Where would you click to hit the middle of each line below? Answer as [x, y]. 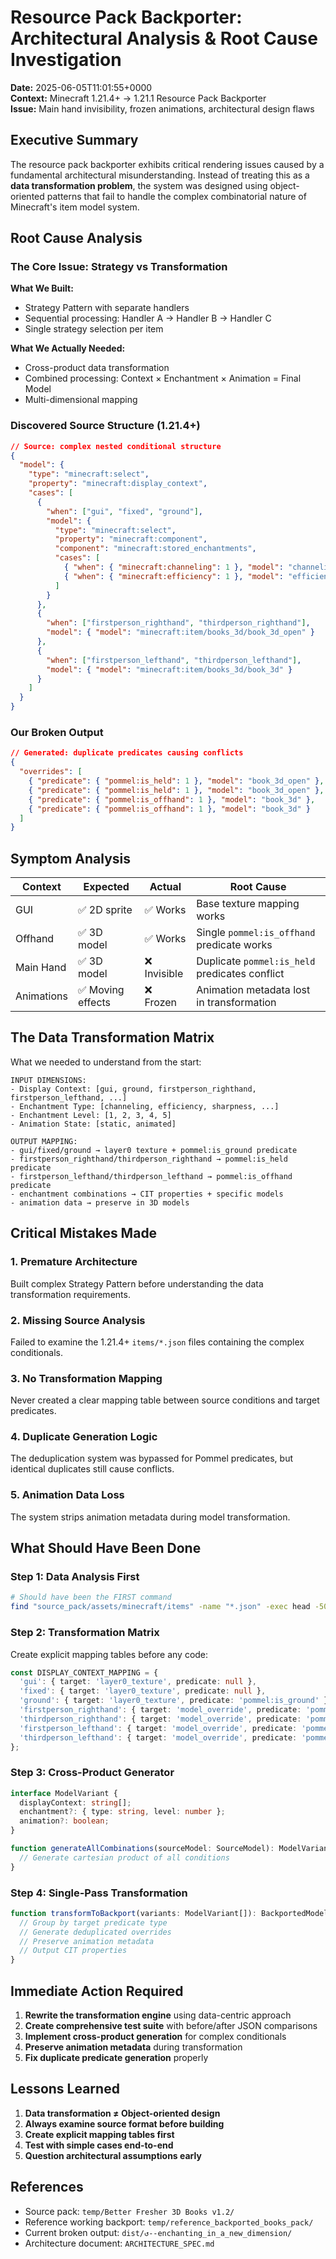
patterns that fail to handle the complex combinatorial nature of [176, 196]
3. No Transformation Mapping [86, 1378]
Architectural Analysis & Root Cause [164, 38]
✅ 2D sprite [105, 910]
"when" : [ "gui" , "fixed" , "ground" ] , [124, 511]
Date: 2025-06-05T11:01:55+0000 [81, 87]
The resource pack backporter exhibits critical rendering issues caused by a [167, 164]
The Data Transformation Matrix [112, 1037]
